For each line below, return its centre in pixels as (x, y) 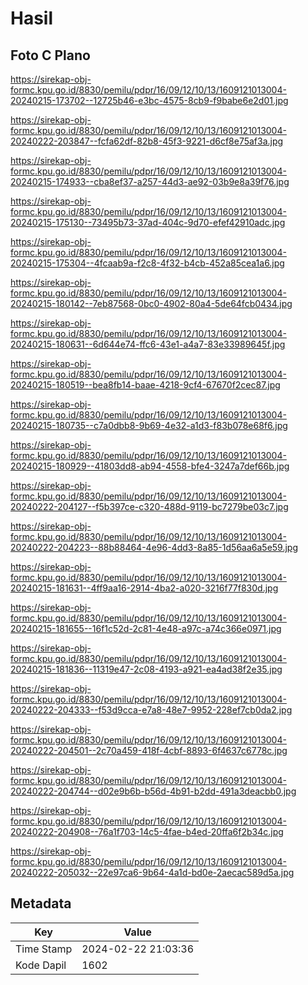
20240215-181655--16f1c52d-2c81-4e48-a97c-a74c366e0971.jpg (146, 628)
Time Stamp (44, 949)
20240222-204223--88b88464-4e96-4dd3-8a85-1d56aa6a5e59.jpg (154, 547)
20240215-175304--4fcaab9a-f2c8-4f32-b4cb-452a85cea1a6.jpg (147, 263)
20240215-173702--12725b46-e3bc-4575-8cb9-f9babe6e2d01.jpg (149, 100)
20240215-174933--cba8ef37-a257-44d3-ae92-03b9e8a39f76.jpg (150, 181)
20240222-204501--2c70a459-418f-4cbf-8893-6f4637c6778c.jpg (149, 750)
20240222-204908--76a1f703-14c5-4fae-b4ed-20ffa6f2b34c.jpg (147, 831)
